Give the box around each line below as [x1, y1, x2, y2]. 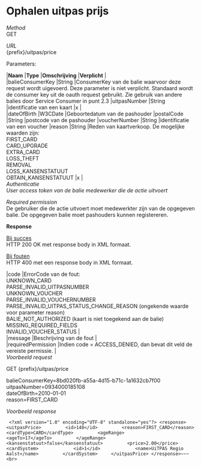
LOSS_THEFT [6, 154, 39, 162]
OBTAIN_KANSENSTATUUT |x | [6, 174, 83, 181]
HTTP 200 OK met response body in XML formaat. [6, 240, 131, 248]
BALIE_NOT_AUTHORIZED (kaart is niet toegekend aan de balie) [6, 315, 164, 322]
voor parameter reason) [6, 308, 65, 316]
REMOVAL [6, 161, 32, 168]
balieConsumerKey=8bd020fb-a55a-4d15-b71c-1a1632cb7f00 [6, 377, 161, 384]
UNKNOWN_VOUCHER [6, 290, 63, 297]
